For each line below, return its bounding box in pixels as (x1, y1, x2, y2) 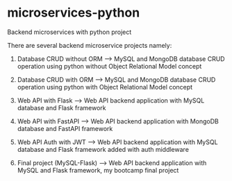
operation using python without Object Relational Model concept (17, 62, 202, 70)
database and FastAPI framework (17, 124, 113, 132)
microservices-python (7, 5, 140, 21)
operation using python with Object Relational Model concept (17, 83, 193, 91)
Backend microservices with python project (7, 28, 132, 36)
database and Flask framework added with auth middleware (17, 145, 190, 153)
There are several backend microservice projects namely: (7, 41, 172, 49)
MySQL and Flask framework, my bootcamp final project (17, 166, 179, 174)
